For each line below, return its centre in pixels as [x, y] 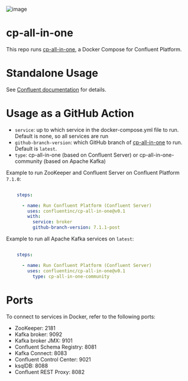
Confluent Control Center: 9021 [53, 359]
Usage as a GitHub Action [70, 114]
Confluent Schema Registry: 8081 [56, 347]
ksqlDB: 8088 [31, 366]
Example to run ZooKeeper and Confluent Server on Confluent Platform [93, 172]
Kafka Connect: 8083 [41, 353]
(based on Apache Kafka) [75, 161]
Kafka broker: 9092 [38, 334]
